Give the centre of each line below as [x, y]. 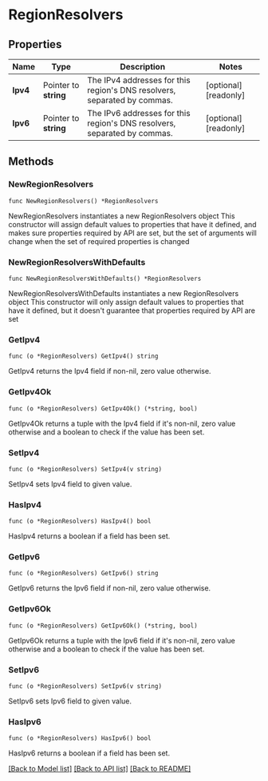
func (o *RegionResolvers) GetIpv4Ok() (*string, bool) [103, 409]
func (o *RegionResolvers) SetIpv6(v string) [85, 687]
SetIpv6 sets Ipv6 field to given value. [70, 701]
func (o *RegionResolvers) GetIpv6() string [83, 574]
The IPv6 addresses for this [139, 113]
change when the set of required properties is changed [99, 241]
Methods [31, 162]
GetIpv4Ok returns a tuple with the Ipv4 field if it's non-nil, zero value [122, 423]
